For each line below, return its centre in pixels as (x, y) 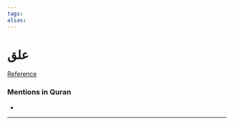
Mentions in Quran (39, 92)
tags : (15, 14)
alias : (17, 20)
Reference (22, 74)
